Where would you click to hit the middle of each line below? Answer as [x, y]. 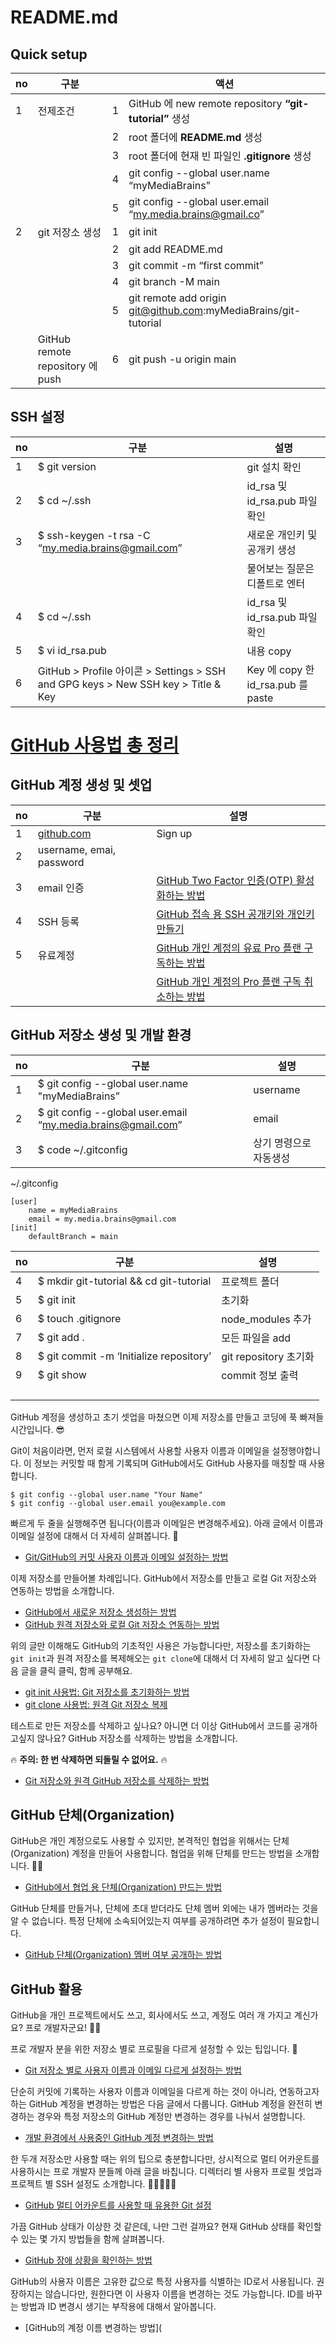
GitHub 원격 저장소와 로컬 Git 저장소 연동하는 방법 [122, 1624]
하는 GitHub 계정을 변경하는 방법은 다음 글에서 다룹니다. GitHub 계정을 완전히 [161, 2104]
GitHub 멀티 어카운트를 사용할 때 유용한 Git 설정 [118, 2205]
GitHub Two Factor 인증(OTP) [225, 880]
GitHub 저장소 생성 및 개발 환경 [101, 1035]
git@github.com [166, 310]
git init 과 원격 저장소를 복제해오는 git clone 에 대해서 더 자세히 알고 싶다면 [160, 1658]
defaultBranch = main [73, 1236]
